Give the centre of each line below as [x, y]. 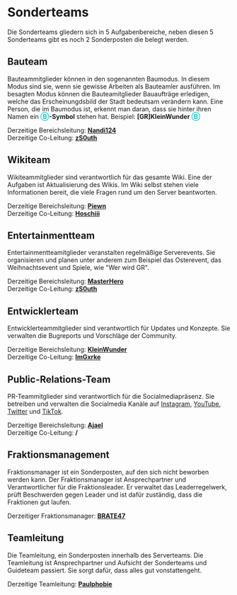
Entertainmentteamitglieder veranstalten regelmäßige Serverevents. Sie [111, 253]
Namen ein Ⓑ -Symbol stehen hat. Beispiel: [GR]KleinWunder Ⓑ [104, 116]
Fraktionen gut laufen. [39, 502]
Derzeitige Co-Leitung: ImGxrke [54, 357]
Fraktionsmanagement [58, 455]
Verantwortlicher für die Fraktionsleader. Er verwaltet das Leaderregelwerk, [117, 487]
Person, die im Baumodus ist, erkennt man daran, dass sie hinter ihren [109, 109]
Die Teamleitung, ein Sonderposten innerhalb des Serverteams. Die [105, 555]
